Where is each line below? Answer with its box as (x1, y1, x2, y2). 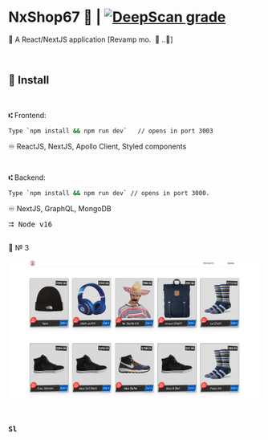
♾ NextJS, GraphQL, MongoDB (8, 203, 112, 213)
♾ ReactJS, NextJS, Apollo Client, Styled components (8, 141, 187, 151)
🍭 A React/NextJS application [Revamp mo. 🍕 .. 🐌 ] (8, 35, 173, 44)
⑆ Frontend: (8, 110, 47, 120)
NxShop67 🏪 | (8, 8, 102, 26)
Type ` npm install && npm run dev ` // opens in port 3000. (8, 189, 210, 197)
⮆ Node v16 (8, 219, 53, 229)
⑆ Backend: (8, 173, 46, 182)
